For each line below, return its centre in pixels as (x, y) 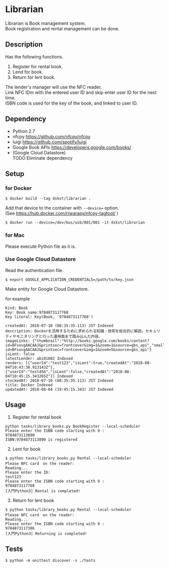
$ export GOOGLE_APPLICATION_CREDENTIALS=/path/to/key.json (70, 279)
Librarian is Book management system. (46, 23)
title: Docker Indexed (29, 385)
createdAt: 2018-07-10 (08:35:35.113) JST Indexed (59, 326)
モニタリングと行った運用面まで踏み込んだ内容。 (59, 336)
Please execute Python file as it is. (41, 246)
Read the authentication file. (34, 270)
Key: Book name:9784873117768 (37, 312)
